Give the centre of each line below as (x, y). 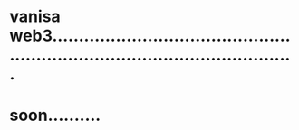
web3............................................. (150, 36)
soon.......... (55, 116)
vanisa (35, 17)
